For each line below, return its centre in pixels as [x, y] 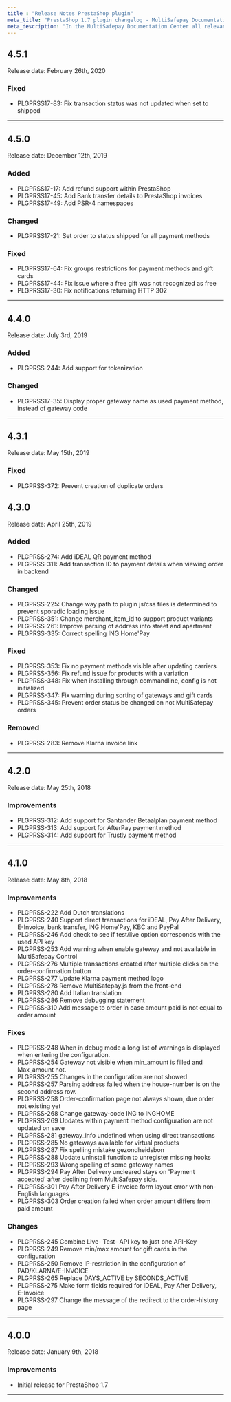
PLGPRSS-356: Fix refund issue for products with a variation [103, 673]
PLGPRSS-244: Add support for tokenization [80, 368]
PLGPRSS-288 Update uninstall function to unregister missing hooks [114, 1158]
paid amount [35, 1209]
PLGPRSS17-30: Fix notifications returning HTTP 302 [92, 290]
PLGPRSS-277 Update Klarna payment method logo [90, 978]
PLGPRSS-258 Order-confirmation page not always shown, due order [115, 1099]
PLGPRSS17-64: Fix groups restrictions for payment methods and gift [115, 268]
